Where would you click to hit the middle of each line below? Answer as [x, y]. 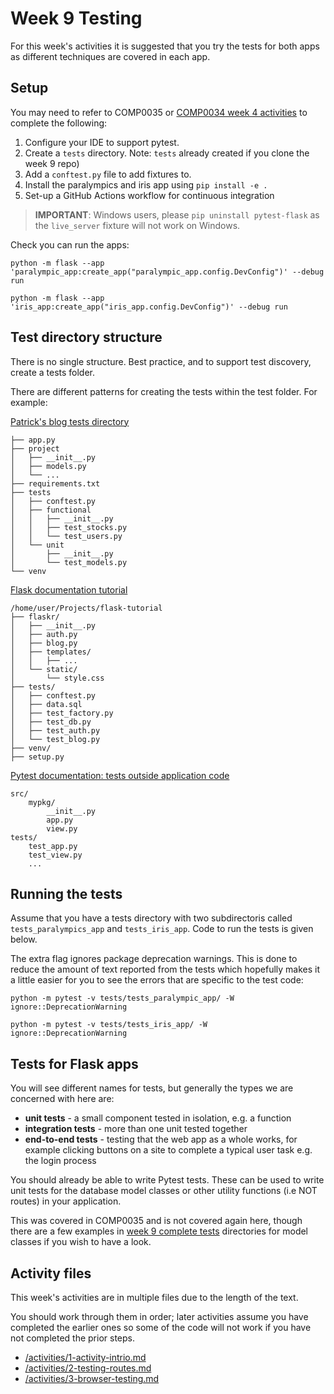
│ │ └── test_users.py [66, 536]
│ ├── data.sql [46, 704]
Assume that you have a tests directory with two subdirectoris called [151, 918]
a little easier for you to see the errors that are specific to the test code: [157, 980]
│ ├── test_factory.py [62, 713]
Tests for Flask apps [74, 1063]
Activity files [51, 1273]
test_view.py [55, 855]
